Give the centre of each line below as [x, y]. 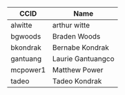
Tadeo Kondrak [77, 81]
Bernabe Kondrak [80, 47]
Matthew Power [78, 70]
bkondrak [26, 47]
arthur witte [71, 25]
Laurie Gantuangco [84, 59]
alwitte [21, 25]
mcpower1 [28, 70]
